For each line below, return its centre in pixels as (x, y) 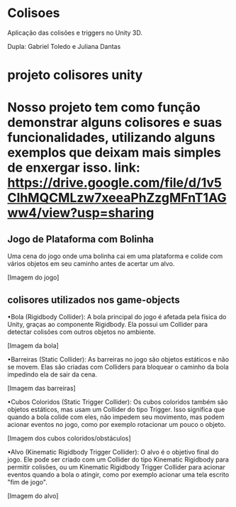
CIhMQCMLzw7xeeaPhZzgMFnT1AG (117, 198)
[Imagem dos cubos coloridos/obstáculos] (69, 438)
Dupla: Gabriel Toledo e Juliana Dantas (64, 46)
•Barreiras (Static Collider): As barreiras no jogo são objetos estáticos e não (118, 359)
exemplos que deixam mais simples (114, 153)
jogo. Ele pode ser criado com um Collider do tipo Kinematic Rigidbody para (118, 459)
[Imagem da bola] (33, 345)
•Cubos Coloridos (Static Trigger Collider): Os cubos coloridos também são (118, 401)
